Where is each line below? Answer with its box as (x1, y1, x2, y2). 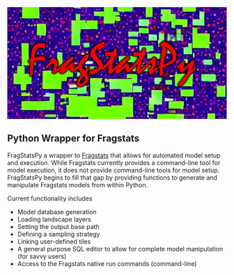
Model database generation (17, 207, 97, 216)
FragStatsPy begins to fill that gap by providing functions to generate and (7, 173, 218, 182)
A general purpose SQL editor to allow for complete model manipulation (17, 244, 224, 253)
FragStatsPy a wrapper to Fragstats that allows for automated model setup (7, 151, 221, 159)
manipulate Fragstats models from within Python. (7, 180, 148, 189)
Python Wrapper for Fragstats (7, 132, 140, 145)
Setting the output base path (17, 222, 100, 230)
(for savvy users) (17, 252, 67, 260)
